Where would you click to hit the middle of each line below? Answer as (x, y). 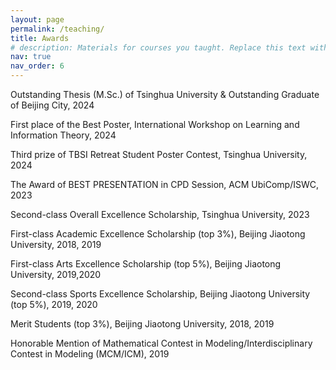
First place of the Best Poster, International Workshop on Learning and (155, 124)
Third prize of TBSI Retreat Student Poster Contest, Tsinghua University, (159, 154)
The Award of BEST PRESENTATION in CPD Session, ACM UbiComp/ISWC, (165, 184)
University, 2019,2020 (56, 274)
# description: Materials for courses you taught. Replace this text (158, 47)
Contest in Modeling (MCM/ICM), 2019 (90, 354)
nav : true (31, 57)
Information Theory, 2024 (63, 135)
